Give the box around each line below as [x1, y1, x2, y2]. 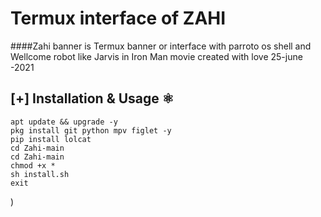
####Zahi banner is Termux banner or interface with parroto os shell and [10, 40, 312, 52]
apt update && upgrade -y [10, 117, 118, 127]
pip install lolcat [10, 134, 92, 144]
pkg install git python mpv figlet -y [10, 125, 172, 136]
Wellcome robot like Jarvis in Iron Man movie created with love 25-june [10, 50, 303, 62]
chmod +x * [10, 160, 56, 171]
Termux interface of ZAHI [10, 7, 227, 30]
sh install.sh [10, 169, 70, 179]
